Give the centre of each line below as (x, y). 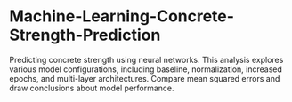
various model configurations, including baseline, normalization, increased (146, 69)
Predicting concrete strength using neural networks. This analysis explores (146, 59)
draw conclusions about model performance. (92, 88)
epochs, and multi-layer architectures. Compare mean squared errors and (145, 78)
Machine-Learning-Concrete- (122, 16)
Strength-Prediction (85, 35)
